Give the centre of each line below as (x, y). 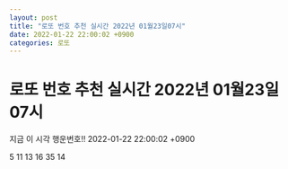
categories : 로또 (39, 43)
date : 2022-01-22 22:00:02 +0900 (72, 34)
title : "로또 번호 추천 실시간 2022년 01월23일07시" (98, 26)
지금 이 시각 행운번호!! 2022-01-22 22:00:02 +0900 (102, 139)
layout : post (34, 18)
